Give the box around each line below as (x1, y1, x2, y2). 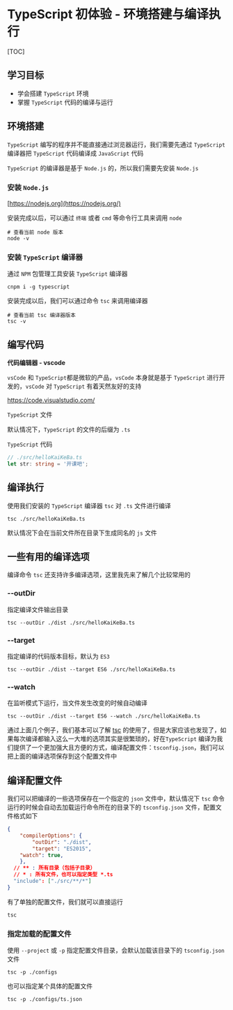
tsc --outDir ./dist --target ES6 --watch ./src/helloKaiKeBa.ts (7, 713, 200, 720)
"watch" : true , (19, 852, 64, 859)
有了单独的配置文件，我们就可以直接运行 (7, 898, 123, 906)
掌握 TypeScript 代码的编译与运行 (17, 98, 113, 106)
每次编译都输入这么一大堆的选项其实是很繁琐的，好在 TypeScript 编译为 (13, 734, 217, 743)
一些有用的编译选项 (7, 551, 90, 563)
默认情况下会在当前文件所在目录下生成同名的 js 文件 (7, 528, 158, 537)
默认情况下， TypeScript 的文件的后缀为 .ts (7, 425, 131, 433)
